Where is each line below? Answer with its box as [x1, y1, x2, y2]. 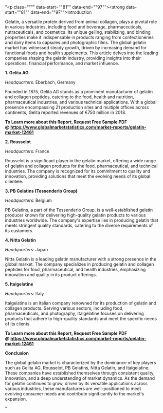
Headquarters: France [5, 149, 50, 154]
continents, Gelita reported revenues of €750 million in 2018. [5, 109, 127, 115]
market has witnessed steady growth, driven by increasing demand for [5, 45, 147, 50]
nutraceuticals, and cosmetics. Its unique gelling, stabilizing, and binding [5, 29, 151, 35]
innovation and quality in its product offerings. [5, 272, 97, 278]
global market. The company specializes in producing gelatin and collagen [5, 261, 154, 267]
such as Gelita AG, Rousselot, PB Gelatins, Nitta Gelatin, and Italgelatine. [5, 365, 150, 370]
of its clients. [5, 321, 31, 326]
